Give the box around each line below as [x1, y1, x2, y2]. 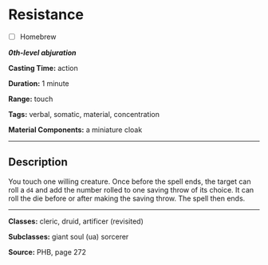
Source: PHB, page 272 [8, 247, 86, 256]
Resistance [8, 6, 84, 24]
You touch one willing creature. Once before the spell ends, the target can [8, 177, 251, 186]
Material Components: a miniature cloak [8, 125, 143, 134]
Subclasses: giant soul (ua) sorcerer [8, 232, 129, 241]
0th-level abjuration [8, 48, 77, 57]
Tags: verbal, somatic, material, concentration [8, 110, 160, 119]
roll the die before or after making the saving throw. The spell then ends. [8, 193, 246, 203]
